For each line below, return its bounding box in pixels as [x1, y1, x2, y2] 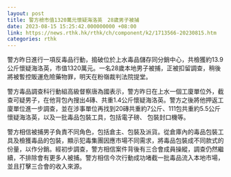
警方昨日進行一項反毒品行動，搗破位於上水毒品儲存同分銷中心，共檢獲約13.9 [7, 56, 223, 64]
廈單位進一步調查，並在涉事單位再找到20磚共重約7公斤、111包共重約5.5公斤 [7, 105, 221, 113]
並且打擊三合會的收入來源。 [7, 163, 86, 171]
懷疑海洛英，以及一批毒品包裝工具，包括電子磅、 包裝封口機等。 [7, 113, 190, 121]
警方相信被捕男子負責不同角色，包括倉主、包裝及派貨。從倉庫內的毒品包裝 [7, 128, 218, 136]
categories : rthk [7, 36, 57, 43]
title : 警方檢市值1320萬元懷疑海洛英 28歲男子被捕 [7, 17, 140, 23]
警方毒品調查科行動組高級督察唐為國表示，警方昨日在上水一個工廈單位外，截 [7, 87, 224, 96]
